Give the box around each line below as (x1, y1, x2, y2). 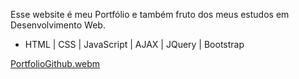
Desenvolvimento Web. (10, 19, 106, 31)
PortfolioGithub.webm (10, 58, 101, 69)
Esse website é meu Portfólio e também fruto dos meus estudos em (10, 9, 290, 20)
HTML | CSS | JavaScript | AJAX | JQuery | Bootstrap (24, 39, 245, 50)
